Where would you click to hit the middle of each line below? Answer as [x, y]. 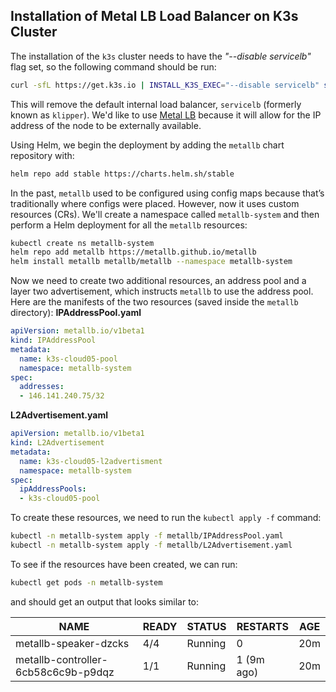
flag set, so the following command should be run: [113, 66]
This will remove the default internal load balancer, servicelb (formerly [156, 104]
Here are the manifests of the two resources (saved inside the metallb [154, 302]
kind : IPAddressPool [53, 340]
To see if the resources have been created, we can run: [124, 564]
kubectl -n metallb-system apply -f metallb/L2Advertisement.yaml [151, 545]
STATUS [206, 626]
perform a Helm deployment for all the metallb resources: [129, 225]
